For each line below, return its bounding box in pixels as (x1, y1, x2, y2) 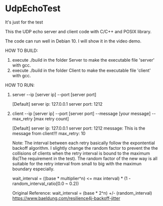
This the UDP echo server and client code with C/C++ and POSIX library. (5, 28, 152, 34)
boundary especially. (12, 166, 55, 172)
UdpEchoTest (5, 3, 61, 14)
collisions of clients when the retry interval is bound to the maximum (12, 150, 150, 156)
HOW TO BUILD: (5, 47, 38, 53)
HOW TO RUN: (5, 82, 35, 88)
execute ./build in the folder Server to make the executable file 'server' (12, 57, 155, 63)
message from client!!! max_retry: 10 (12, 130, 86, 136)
